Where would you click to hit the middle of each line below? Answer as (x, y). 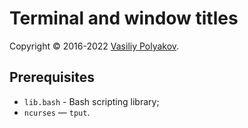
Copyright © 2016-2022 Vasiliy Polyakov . (94, 46)
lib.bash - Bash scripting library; (91, 101)
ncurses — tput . (57, 112)
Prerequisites (52, 77)
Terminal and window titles (124, 18)
